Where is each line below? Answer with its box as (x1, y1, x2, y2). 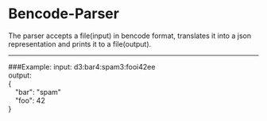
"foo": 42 (15, 96, 45, 105)
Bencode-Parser (8, 5, 119, 23)
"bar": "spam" (15, 87, 62, 96)
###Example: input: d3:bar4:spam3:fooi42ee (8, 62, 156, 71)
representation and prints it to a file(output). (8, 39, 152, 48)
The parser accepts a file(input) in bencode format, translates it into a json (8, 31, 252, 40)
